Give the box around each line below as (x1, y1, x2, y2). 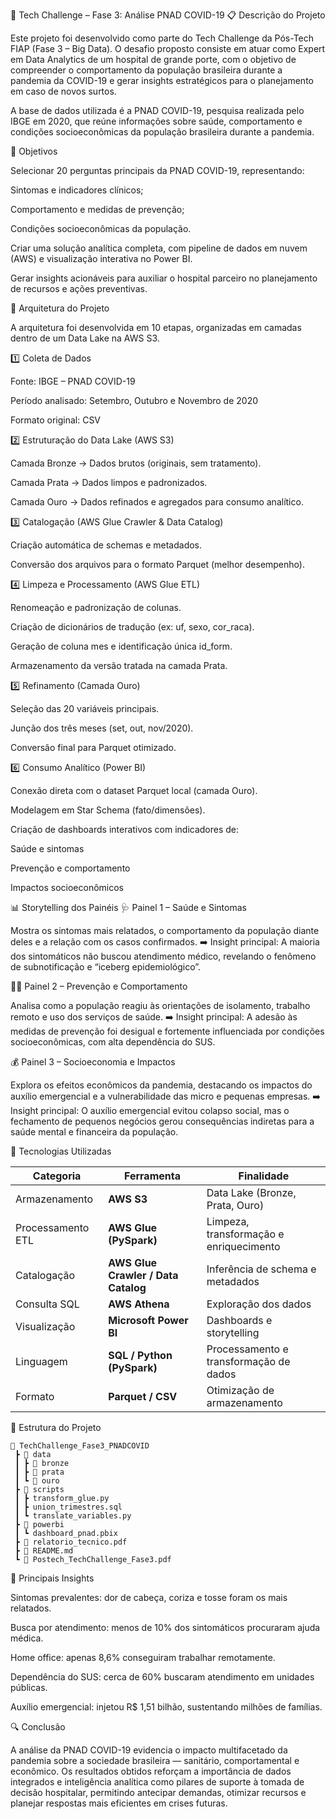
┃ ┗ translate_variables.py (14, 1511, 132, 1521)
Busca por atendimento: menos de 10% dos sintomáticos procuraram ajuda (10, 1622, 321, 1633)
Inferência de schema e (206, 1262, 317, 1276)
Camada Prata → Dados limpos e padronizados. (10, 477, 208, 488)
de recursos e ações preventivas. (10, 283, 148, 294)
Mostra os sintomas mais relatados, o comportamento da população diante (10, 925, 320, 936)
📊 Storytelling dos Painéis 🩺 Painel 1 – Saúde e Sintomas (10, 902, 247, 913)
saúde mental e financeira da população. (10, 1126, 179, 1138)
